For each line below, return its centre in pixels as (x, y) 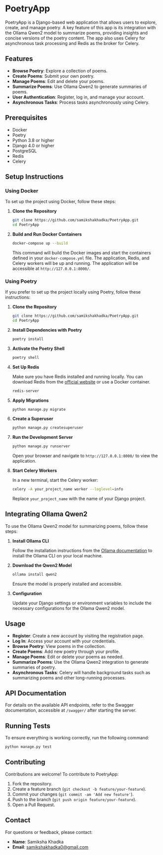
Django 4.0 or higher (33, 145)
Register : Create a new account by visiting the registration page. (78, 636)
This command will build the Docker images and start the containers (82, 253)
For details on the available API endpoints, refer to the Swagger (69, 705)
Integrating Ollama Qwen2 (46, 514)
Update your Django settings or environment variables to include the (82, 603)
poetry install (28, 339)
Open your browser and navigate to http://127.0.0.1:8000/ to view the (85, 456)
